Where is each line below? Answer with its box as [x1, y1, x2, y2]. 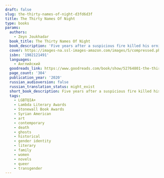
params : [5, 25, 21, 30]
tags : [9, 93, 21, 98]
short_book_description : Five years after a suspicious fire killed [9, 89, 152, 94]
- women [14, 152, 29, 157]
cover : [9, 48, 23, 53]
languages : [9, 57, 32, 62]
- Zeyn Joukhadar [14, 35, 49, 40]
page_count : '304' [9, 71, 47, 76]
